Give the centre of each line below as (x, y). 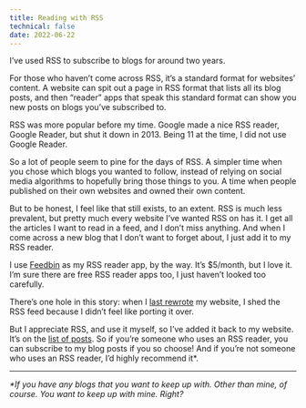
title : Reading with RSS (56, 18)
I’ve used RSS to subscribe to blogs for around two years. (117, 61)
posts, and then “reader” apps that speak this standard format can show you (153, 97)
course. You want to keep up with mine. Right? (97, 394)
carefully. (27, 284)
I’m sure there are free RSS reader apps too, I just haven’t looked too (138, 275)
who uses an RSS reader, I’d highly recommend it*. (104, 358)
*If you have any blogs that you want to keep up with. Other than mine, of (148, 384)
